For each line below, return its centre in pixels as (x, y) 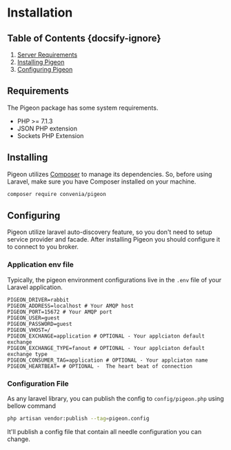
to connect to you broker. (43, 247)
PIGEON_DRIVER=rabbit (38, 300)
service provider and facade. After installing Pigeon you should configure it (114, 239)
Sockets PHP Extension (50, 135)
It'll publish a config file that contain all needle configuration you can (104, 431)
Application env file (41, 265)
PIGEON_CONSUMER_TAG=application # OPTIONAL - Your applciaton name (108, 360)
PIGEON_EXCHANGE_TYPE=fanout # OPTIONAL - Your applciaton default (106, 348)
